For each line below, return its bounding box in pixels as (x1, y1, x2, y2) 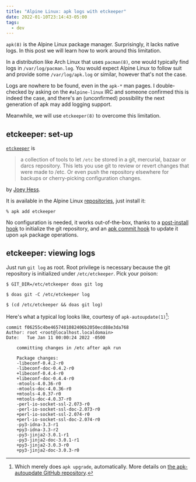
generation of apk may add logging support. (6, 101, 112, 108)
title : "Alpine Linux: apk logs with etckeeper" (6, 8, 127, 15)
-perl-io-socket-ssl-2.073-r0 (16, 401, 90, 407)
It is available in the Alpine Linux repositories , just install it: (6, 197, 146, 205)
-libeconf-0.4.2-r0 (16, 360, 64, 366)
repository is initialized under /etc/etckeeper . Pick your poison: (6, 270, 159, 277)
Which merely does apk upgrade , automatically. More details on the (14, 463, 176, 470)
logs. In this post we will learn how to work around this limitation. (6, 47, 162, 54)
